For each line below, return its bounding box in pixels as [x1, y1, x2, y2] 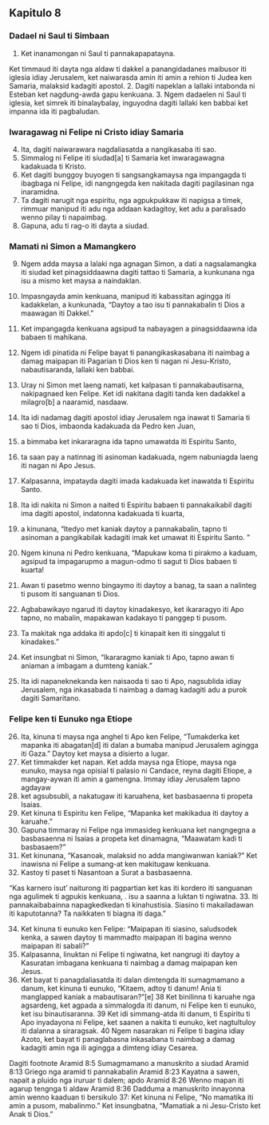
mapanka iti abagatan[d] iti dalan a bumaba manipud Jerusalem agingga [20, 740, 259, 749]
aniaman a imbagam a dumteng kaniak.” [20, 661, 152, 670]
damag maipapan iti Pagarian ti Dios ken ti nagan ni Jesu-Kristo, [20, 356, 231, 366]
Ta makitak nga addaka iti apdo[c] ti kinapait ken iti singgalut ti [20, 629, 226, 638]
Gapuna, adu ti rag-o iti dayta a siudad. [20, 221, 150, 230]
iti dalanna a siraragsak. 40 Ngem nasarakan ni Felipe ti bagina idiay [20, 1026, 245, 1036]
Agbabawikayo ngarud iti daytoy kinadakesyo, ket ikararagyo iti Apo [20, 605, 244, 614]
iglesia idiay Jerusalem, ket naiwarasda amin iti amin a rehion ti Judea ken [9, 72, 252, 82]
